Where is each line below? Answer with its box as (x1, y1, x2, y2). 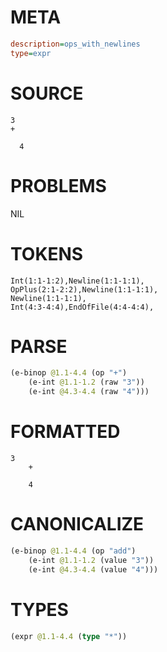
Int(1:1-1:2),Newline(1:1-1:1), (10, 276, 145, 286)
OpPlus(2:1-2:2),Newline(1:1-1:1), (10, 284, 159, 295)
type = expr (10, 48, 52, 58)
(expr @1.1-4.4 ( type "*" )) (10, 631, 128, 641)
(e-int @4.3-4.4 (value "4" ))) (28, 564, 159, 575)
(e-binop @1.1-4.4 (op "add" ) (10, 546, 137, 556)
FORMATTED (10, 421, 121, 443)
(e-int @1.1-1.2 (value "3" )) (28, 555, 155, 565)
